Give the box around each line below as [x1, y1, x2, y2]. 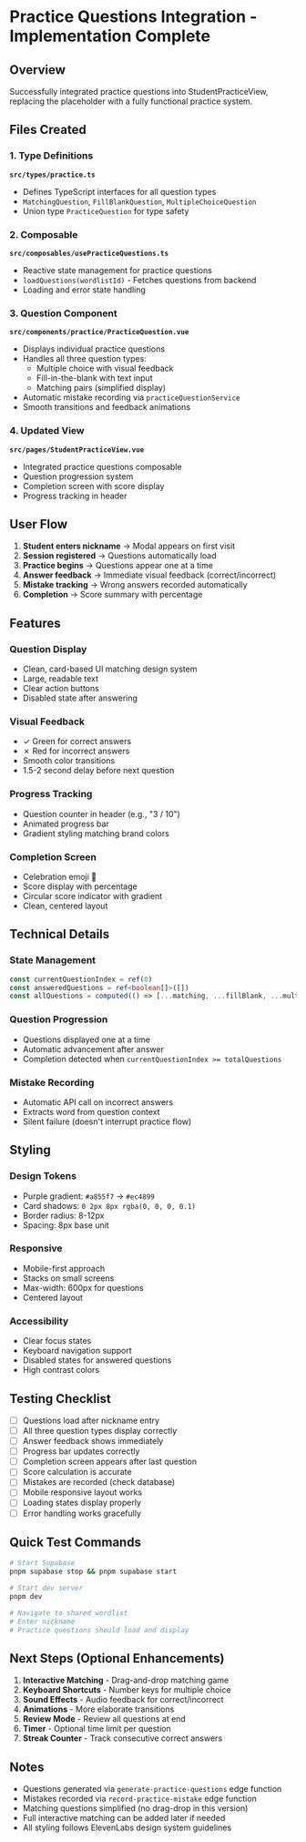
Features [9, 615, 61, 630]
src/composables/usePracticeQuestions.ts [9, 249, 169, 258]
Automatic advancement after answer [22, 1043, 164, 1054]
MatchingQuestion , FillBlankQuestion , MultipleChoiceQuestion [22, 196, 257, 207]
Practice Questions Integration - [9, 6, 258, 27]
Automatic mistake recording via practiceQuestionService [22, 392, 240, 403]
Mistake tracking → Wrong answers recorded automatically [22, 579, 248, 590]
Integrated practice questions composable [22, 461, 182, 472]
